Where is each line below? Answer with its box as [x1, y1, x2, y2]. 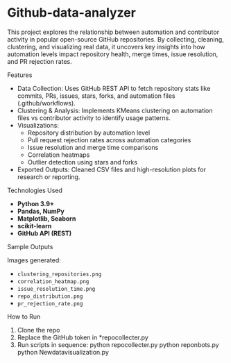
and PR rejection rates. [7, 57, 73, 65]
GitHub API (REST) [17, 229, 72, 237]
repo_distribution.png [17, 293, 83, 300]
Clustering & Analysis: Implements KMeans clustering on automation [17, 106, 213, 115]
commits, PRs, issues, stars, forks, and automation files [17, 92, 176, 100]
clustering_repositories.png [17, 271, 102, 278]
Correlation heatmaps [27, 151, 90, 159]
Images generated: [7, 255, 61, 264]
